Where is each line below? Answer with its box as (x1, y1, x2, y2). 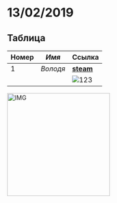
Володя (40, 64, 66, 73)
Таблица (7, 32, 46, 44)
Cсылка (71, 53, 99, 62)
